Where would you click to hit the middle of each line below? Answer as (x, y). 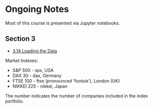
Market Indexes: (22, 60)
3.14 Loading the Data (35, 50)
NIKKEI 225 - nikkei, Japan (40, 86)
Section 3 (20, 39)
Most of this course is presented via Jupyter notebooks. (63, 23)
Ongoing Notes (37, 9)
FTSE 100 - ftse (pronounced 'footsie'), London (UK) (66, 80)
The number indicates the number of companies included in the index (77, 95)
